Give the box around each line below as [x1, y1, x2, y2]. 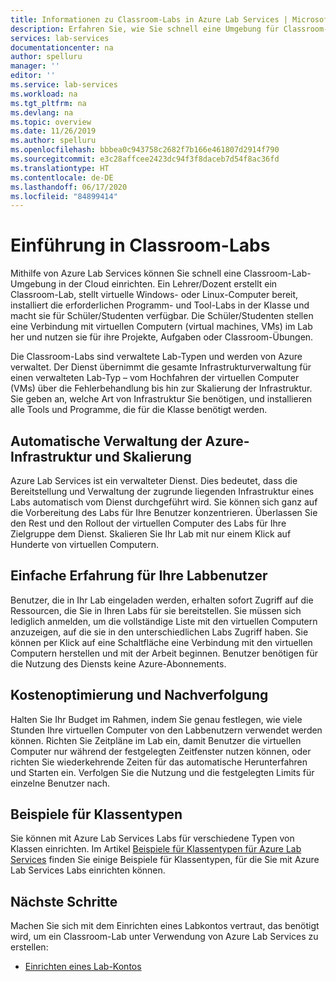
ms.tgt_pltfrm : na [10, 98, 87, 108]
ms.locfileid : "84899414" [10, 191, 118, 201]
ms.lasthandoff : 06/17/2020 [10, 182, 128, 192]
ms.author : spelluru [10, 136, 97, 146]
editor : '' [10, 71, 56, 81]
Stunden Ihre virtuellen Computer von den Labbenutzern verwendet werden [10, 724, 323, 736]
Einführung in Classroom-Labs [10, 234, 271, 257]
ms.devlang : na [10, 107, 74, 118]
